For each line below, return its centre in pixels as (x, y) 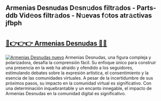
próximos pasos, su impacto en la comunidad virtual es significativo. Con (79, 83)
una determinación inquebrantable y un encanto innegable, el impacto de (79, 88)
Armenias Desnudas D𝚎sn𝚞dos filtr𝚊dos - (70, 8)
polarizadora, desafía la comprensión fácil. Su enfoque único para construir (81, 62)
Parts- (146, 8)
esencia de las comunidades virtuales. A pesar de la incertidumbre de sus (79, 78)
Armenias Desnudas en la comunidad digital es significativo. (66, 93)
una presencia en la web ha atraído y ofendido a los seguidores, (70, 68)
